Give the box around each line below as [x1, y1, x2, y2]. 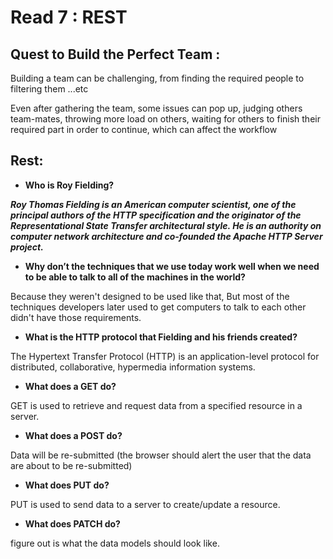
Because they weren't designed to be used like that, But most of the [10, 290, 290, 302]
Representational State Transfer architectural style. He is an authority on [10, 219, 322, 231]
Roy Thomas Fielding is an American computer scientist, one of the [10, 198, 297, 210]
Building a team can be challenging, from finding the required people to [10, 72, 305, 84]
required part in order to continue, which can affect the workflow [10, 124, 278, 135]
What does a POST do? [24, 429, 123, 441]
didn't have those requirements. [10, 311, 142, 323]
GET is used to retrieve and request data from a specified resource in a [10, 399, 303, 411]
